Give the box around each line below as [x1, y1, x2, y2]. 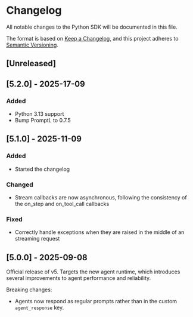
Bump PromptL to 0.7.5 [14, 117, 71, 124]
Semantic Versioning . [6, 41, 58, 48]
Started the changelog [14, 165, 70, 173]
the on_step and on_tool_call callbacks [14, 201, 110, 207]
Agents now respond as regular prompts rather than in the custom [14, 298, 178, 305]
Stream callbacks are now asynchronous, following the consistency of [14, 194, 187, 201]
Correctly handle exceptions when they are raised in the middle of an [14, 229, 185, 236]
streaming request [14, 235, 60, 242]
